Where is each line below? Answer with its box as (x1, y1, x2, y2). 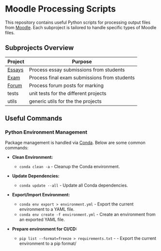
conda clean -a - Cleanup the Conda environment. (19, 164, 120, 170)
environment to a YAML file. (19, 206, 75, 212)
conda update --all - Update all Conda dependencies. (19, 183, 128, 188)
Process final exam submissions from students (29, 74, 135, 81)
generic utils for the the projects (29, 98, 102, 105)
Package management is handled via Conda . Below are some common (5, 140, 146, 146)
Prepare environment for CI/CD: (12, 226, 77, 232)
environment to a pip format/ (19, 241, 76, 247)
